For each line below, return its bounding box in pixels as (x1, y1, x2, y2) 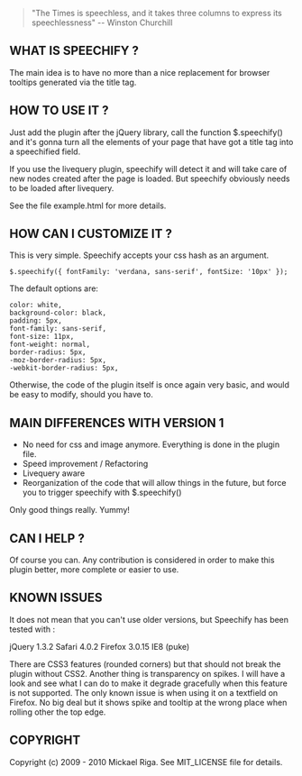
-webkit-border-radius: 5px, (9, 364, 119, 373)
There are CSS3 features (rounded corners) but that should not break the (9, 658, 281, 670)
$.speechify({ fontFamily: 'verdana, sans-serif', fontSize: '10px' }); (9, 268, 288, 277)
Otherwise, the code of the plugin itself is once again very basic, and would (9, 379, 290, 390)
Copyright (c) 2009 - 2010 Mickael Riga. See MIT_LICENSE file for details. (9, 756, 283, 767)
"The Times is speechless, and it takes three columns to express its (31, 8, 282, 18)
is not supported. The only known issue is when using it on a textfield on (9, 687, 279, 698)
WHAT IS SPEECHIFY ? (9, 43, 140, 59)
